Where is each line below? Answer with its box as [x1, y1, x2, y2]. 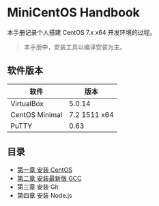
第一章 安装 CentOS [16, 166, 73, 174]
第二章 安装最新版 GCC [16, 174, 82, 182]
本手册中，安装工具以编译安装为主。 [23, 42, 126, 51]
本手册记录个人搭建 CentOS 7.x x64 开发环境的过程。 [7, 28, 156, 36]
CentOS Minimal [10, 110, 63, 119]
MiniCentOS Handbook [7, 5, 140, 21]
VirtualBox [10, 99, 44, 108]
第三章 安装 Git [16, 183, 59, 191]
